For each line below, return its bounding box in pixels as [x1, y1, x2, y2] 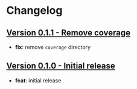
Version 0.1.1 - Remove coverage [6, 28, 131, 38]
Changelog [6, 4, 63, 17]
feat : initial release [14, 76, 62, 84]
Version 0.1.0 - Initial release [6, 61, 116, 71]
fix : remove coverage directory [14, 43, 91, 51]
